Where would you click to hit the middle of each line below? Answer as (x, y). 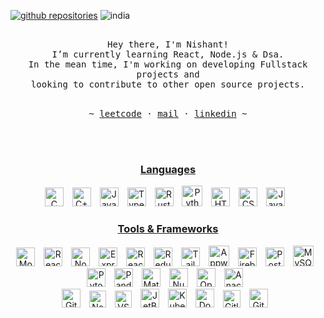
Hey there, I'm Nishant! (168, 44)
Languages (168, 169)
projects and (168, 74)
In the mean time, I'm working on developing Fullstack (168, 64)
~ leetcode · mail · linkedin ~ (168, 113)
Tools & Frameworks (168, 229)
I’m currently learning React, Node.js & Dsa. (168, 54)
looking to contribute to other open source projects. (168, 84)
